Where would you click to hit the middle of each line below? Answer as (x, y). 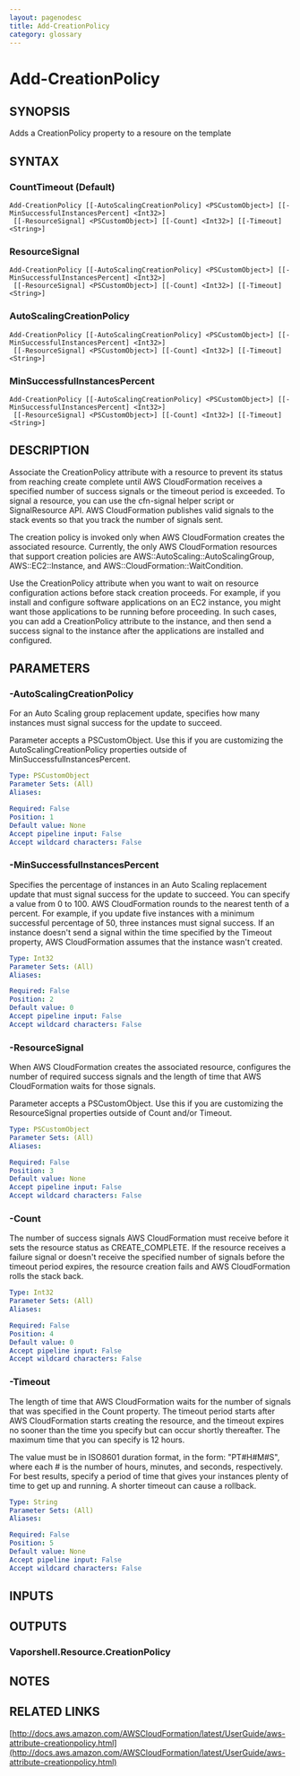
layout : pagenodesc (46, 17)
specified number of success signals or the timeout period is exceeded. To (147, 491)
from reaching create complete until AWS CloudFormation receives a (136, 482)
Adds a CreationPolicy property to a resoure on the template (120, 133)
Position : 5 (31, 1544)
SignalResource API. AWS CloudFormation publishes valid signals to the (142, 510)
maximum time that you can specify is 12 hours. (97, 1440)
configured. (30, 640)
